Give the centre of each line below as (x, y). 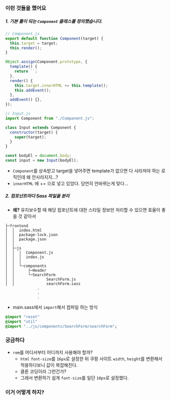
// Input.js (18, 114)
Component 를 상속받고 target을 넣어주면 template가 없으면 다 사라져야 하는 (86, 170)
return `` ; (26, 72)
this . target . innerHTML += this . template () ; (61, 85)
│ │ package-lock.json (32, 235)
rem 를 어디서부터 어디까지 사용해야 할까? (53, 352)
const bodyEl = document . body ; (38, 156)
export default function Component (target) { (54, 38)
